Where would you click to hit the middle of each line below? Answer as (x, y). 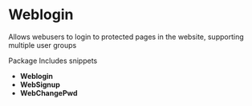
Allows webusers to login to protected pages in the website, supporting (126, 37)
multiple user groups (43, 45)
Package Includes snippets (53, 61)
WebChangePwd (49, 92)
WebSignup (40, 84)
